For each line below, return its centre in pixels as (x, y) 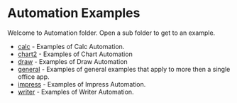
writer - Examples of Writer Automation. (76, 92)
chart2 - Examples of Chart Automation (75, 54)
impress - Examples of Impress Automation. (82, 84)
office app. (33, 77)
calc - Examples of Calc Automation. (71, 46)
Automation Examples (74, 13)
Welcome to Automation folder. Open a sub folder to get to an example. (111, 33)
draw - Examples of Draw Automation (72, 61)
